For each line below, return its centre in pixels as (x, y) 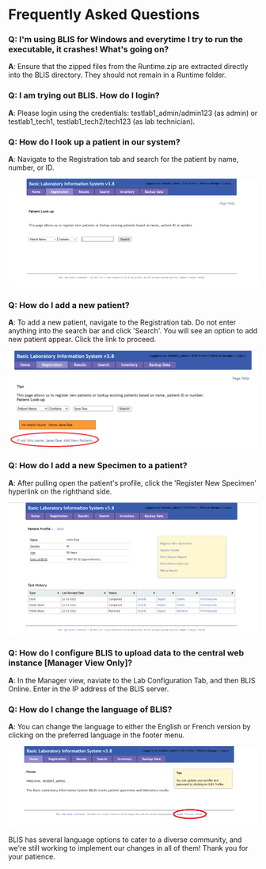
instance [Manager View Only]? (70, 663)
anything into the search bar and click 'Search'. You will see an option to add (133, 331)
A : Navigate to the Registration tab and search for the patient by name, (123, 160)
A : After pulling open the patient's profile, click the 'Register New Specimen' (133, 483)
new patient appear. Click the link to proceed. (82, 340)
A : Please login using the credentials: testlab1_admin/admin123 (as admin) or (133, 113)
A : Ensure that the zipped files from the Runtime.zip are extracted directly (128, 67)
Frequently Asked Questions (104, 15)
